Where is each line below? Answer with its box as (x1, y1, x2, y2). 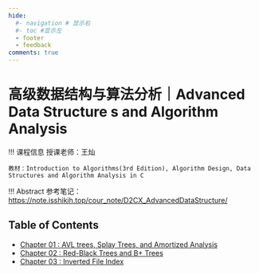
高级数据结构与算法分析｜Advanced (8, 85, 245, 104)
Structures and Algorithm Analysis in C (8, 171, 145, 179)
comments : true (8, 49, 59, 57)
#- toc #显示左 (15, 26, 62, 34)
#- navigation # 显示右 (15, 19, 91, 27)
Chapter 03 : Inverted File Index (19, 256, 124, 266)
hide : (8, 11, 26, 20)
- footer (15, 33, 45, 42)
